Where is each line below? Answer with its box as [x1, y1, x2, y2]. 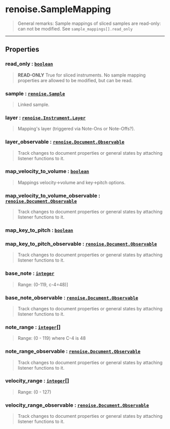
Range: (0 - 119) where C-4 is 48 [17, 335, 86, 341]
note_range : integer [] [5, 324, 61, 331]
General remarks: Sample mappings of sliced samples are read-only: [17, 20, 161, 26]
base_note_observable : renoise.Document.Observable [5, 294, 138, 301]
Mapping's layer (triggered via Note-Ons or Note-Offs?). [17, 126, 135, 132]
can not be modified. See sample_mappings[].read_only [17, 25, 133, 31]
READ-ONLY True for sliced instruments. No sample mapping [17, 72, 146, 78]
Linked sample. [17, 101, 50, 108]
